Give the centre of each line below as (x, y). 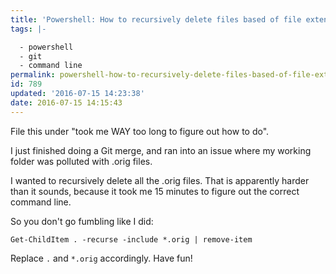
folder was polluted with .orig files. (81, 161)
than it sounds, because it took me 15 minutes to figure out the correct (155, 191)
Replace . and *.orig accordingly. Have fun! (101, 258)
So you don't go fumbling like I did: (82, 221)
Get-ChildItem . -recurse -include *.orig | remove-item (131, 239)
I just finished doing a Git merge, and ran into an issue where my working (161, 150)
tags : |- (28, 29)
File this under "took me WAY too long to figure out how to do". (140, 131)
